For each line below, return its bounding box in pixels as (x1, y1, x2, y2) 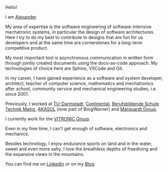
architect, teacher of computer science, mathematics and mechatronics (5, 80, 153, 86)
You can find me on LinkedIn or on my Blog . (5, 161, 96, 167)
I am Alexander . (5, 14, 38, 20)
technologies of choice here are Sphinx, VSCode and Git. (5, 65, 124, 71)
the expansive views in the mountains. (5, 151, 85, 157)
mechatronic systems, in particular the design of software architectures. (5, 29, 155, 35)
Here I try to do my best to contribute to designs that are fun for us (5, 35, 143, 40)
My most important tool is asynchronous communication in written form (5, 55, 153, 61)
